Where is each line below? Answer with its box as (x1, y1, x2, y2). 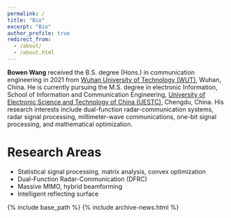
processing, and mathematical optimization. (7, 120, 133, 128)
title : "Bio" (7, 17, 45, 24)
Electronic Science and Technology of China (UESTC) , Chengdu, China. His (7, 98, 225, 106)
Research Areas (7, 144, 102, 160)
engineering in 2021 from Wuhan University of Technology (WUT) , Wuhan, (7, 75, 222, 84)
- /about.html (13, 49, 54, 56)
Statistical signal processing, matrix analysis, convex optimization (17, 167, 206, 176)
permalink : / (7, 10, 45, 17)
